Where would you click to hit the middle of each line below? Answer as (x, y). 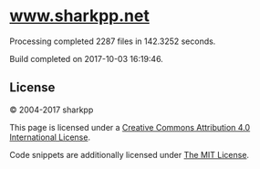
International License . (50, 137)
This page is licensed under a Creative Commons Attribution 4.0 (130, 127)
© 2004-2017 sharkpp (52, 110)
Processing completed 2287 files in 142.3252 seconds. (113, 41)
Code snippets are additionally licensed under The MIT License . (129, 154)
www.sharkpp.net (80, 16)
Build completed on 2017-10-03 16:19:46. (87, 58)
